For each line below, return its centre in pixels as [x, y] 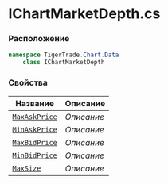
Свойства [28, 82]
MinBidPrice [35, 155]
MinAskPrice [35, 129]
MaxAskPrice [35, 117]
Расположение [39, 39]
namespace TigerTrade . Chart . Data [64, 55]
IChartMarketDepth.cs [84, 14]
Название [35, 103]
